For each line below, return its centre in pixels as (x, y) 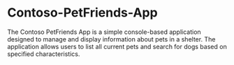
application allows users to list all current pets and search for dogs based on (117, 46)
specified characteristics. (44, 54)
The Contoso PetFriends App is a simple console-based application (104, 32)
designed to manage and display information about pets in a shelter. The (111, 39)
